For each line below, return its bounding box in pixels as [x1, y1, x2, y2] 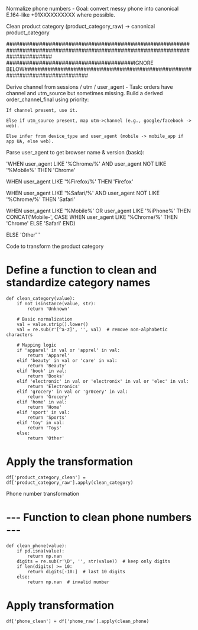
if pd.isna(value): [17, 548, 65, 554]
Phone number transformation [6, 490, 80, 497]
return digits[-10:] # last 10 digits [27, 568, 126, 574]
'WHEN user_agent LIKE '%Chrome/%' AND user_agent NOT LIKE [6, 160, 167, 167]
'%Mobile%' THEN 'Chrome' [6, 167, 76, 173]
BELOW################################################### [6, 66, 192, 73]
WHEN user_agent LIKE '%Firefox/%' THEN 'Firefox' [6, 178, 134, 185]
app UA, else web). [6, 138, 54, 144]
